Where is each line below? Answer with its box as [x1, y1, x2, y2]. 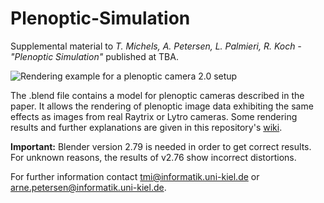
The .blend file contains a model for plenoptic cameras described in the [10, 89, 305, 101]
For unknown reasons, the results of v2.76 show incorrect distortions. [10, 151, 297, 163]
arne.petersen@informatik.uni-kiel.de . [10, 181, 167, 193]
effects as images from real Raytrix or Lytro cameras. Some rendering [10, 110, 298, 122]
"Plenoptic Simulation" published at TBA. [10, 50, 179, 62]
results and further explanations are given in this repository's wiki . [10, 121, 283, 133]
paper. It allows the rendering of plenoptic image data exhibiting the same [10, 100, 314, 112]
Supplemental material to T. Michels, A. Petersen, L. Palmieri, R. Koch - [10, 40, 302, 52]
